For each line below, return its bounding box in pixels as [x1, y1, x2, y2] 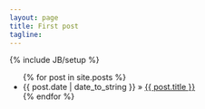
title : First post [9, 22, 79, 31]
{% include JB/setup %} [9, 55, 100, 66]
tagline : [9, 30, 43, 39]
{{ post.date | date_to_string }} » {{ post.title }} [22, 82, 196, 93]
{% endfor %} [22, 91, 75, 102]
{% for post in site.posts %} [22, 72, 127, 83]
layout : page [9, 13, 59, 23]
